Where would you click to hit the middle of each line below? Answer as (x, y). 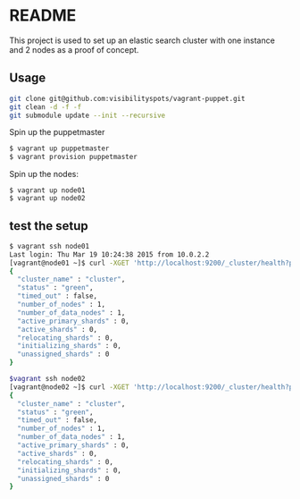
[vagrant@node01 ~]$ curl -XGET (69, 263)
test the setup (49, 226)
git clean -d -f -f (46, 107)
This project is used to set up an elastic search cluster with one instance (142, 40)
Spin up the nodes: (44, 174)
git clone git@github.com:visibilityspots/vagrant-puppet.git (127, 98)
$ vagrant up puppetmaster (59, 148)
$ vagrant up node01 (48, 190)
